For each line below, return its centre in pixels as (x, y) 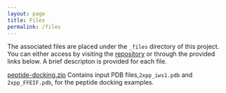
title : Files (26, 20)
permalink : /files (34, 27)
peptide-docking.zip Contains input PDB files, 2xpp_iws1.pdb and (100, 75)
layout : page (26, 14)
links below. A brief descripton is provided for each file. (87, 62)
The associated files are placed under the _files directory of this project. (113, 47)
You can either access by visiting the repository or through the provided (111, 54)
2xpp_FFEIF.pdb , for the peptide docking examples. (81, 83)
